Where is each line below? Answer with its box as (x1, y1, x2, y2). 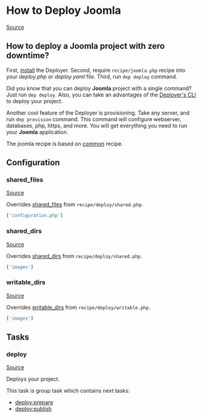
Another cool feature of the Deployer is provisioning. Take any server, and (6, 109, 190, 116)
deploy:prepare (14, 399, 54, 406)
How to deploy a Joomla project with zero (6, 41, 165, 51)
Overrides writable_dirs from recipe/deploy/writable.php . (6, 303, 151, 311)
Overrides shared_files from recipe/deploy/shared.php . (6, 201, 144, 208)
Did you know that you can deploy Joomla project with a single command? (6, 84, 192, 92)
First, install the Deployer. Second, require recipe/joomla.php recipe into (6, 66, 186, 74)
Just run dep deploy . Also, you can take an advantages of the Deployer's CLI (6, 91, 197, 98)
